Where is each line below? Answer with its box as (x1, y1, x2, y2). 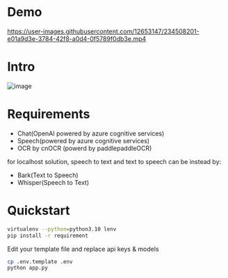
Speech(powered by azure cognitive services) (17, 136, 150, 145)
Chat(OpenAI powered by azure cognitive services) (17, 129, 165, 138)
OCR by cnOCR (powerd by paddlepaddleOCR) (17, 144, 152, 152)
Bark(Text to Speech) (17, 171, 79, 179)
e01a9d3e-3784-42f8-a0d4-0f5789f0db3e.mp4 (7, 34, 147, 42)
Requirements (7, 106, 90, 122)
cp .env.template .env (7, 258, 73, 265)
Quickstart (7, 203, 71, 218)
